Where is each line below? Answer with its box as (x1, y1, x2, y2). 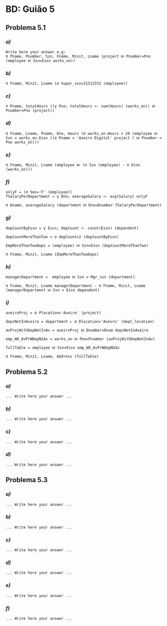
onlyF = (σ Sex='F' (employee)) (5, 190, 72, 195)
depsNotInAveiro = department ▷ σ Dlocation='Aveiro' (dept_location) (5, 319, 155, 324)
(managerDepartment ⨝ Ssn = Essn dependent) (5, 287, 100, 292)
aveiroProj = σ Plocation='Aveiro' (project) (5, 310, 101, 316)
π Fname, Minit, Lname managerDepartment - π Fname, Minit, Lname (5, 283, 146, 288)
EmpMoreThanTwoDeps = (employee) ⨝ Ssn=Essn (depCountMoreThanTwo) (5, 243, 149, 248)
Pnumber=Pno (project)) (5, 108, 55, 113)
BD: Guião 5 (5, 3, 55, 15)
